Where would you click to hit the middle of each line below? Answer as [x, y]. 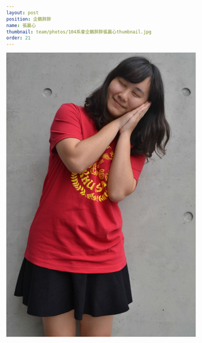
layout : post [23, 13]
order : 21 [19, 38]
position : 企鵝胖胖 [29, 19]
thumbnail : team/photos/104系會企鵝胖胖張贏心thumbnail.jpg [79, 32]
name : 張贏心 [21, 25]
